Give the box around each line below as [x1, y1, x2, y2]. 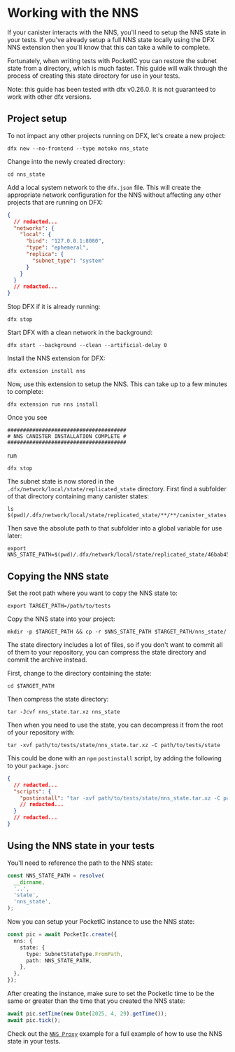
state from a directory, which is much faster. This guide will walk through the [7, 64, 228, 72]
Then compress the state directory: [7, 695, 109, 703]
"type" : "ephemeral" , [25, 244, 90, 252]
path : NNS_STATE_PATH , [25, 957, 92, 964]
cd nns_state [7, 170, 45, 178]
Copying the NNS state [7, 570, 109, 582]
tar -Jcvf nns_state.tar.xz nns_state [7, 708, 120, 716]
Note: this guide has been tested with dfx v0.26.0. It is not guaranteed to [7, 85, 216, 93]
